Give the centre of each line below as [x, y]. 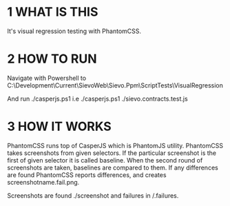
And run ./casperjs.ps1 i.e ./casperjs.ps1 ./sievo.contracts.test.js [97, 99]
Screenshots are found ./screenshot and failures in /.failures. [93, 195]
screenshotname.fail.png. [43, 182]
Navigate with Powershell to [47, 78]
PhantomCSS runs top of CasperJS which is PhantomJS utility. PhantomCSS [115, 145]
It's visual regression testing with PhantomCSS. [74, 31]
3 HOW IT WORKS [59, 126]
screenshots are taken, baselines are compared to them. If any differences [113, 167]
